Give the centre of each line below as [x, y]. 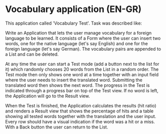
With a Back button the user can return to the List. [57, 127]
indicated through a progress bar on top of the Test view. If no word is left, [82, 90]
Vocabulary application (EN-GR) [73, 9]
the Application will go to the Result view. [48, 96]
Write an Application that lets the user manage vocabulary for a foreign [78, 33]
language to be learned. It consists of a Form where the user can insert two [83, 38]
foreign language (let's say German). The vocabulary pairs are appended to [83, 49]
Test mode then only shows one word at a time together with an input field [82, 74]
